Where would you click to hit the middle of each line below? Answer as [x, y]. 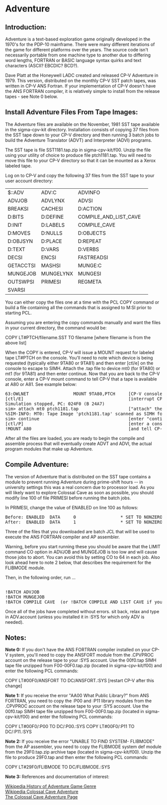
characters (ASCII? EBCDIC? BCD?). [42, 66]
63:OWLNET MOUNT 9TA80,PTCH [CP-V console [84, 394]
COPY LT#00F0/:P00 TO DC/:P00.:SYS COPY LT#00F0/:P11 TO [70, 727]
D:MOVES [19, 233]
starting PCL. [19, 313]
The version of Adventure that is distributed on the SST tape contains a [78, 476]
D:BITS [16, 217]
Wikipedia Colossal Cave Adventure [42, 792]
